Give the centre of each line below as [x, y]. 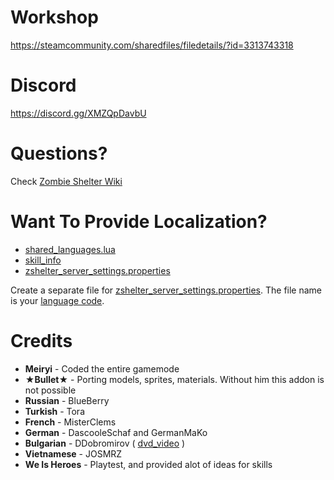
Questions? [59, 153]
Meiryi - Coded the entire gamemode [102, 368]
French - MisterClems [70, 422]
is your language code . [57, 300]
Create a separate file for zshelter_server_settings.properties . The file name [166, 290]
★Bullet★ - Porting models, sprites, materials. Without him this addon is [174, 379]
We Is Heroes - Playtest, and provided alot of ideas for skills [148, 464]
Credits [41, 340]
